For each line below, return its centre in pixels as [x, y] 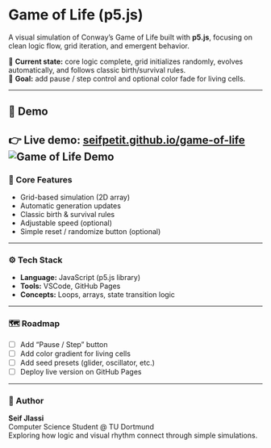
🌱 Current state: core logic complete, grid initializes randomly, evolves [126, 61]
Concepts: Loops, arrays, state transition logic [98, 295]
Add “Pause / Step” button [64, 344]
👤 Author [26, 400]
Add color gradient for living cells [75, 354]
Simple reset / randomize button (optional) [90, 232]
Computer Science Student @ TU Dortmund [81, 427]
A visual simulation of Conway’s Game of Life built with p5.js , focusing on [130, 37]
